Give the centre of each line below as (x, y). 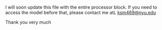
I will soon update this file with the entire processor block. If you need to (81, 7)
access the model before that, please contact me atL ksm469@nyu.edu (81, 12)
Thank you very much (28, 22)
